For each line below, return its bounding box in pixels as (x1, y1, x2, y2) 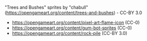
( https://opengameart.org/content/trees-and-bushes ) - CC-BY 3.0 (5, 10, 142, 16)
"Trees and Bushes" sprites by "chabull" (5, 5, 89, 10)
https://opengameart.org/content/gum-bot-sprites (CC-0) (12, 25, 132, 31)
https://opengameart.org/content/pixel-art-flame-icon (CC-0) (12, 20, 140, 25)
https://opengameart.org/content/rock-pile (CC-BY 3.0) (12, 30, 127, 36)
